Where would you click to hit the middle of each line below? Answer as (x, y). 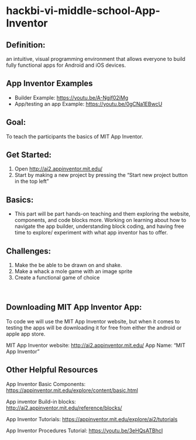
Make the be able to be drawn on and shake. (68, 265)
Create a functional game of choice (57, 278)
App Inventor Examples (49, 83)
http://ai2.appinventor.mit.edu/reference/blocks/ (64, 408)
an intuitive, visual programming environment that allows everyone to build (96, 59)
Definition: (26, 45)
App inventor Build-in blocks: (41, 401)
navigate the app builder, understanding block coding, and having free (99, 226)
